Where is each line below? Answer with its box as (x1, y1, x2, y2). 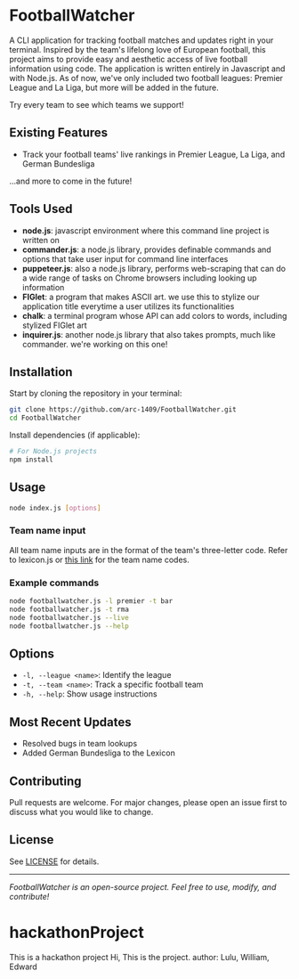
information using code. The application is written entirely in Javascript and (9, 63, 286, 74)
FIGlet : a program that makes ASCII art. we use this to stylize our (21, 291, 260, 302)
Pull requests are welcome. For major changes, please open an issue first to (9, 797, 287, 808)
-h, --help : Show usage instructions (21, 689, 158, 699)
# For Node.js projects (9, 447, 98, 456)
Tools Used (9, 201, 73, 216)
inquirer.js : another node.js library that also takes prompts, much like (21, 329, 276, 339)
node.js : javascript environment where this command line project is (21, 224, 270, 236)
